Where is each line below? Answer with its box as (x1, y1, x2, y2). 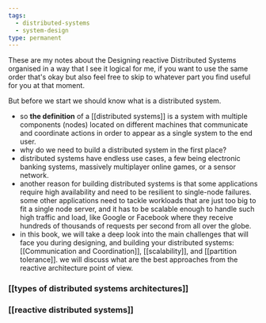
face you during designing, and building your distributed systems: (19, 238, 235, 248)
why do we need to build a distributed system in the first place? (19, 145, 227, 155)
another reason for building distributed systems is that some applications (19, 179, 258, 189)
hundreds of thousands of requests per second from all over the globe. (19, 221, 252, 231)
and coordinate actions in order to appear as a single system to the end (19, 129, 253, 138)
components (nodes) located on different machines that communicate (19, 120, 249, 129)
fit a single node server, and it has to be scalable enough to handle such (19, 204, 255, 214)
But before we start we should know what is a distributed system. (8, 96, 222, 106)
